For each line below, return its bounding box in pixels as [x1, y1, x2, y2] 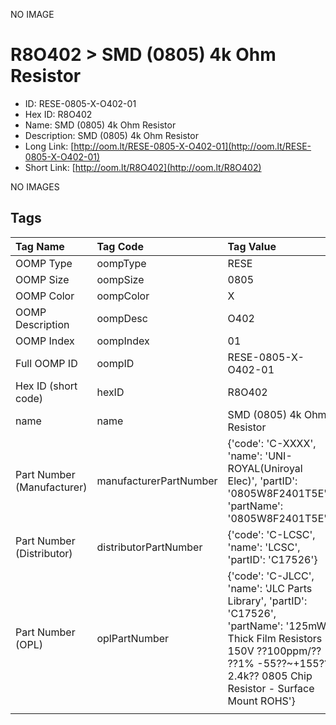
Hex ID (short [15, 379, 78, 393]
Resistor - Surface [227, 681, 315, 695]
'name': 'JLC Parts [227, 581, 313, 595]
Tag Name [15, 239, 65, 253]
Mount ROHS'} [227, 694, 296, 708]
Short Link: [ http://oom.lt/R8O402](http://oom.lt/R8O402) [24, 161, 262, 173]
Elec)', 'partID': [227, 474, 298, 488]
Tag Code [96, 239, 144, 253]
